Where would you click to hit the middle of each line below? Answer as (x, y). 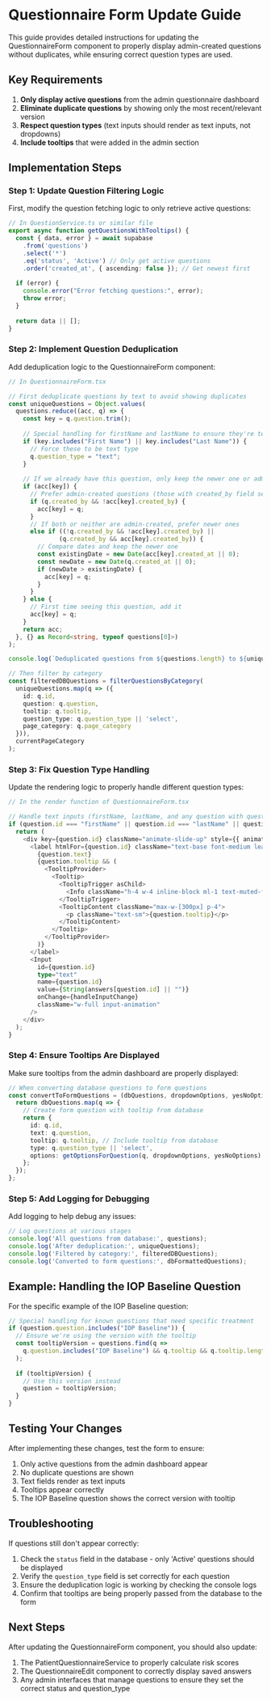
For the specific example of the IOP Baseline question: (98, 1306)
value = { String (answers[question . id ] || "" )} (113, 990)
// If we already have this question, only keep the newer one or (137, 479)
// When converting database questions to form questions (108, 1088)
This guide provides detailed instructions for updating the (104, 37)
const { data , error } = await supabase (84, 239)
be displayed (41, 1568)
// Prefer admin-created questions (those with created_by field (142, 494)
